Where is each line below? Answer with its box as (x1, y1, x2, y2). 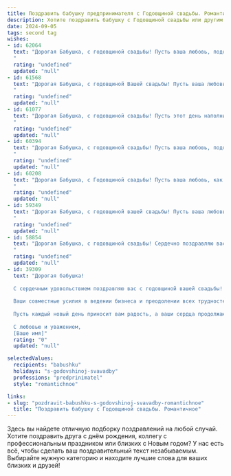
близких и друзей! (7, 462, 60, 470)
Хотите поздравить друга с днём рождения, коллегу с (7, 432, 167, 440)
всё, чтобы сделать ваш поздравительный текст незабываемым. (7, 446, 198, 455)
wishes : (7, 36, 30, 43)
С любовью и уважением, (13, 323, 81, 330)
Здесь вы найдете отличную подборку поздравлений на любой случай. (7, 424, 218, 433)
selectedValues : (7, 355, 54, 362)
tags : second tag (7, 29, 57, 36)
